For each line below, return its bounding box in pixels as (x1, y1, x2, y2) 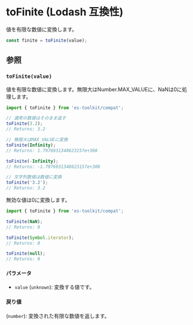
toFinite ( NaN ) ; (6, 218, 43, 224)
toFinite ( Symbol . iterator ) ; (6, 235, 75, 241)
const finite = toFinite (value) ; (6, 37, 87, 43)
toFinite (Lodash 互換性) (6, 5, 124, 19)
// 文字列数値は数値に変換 (6, 174, 62, 180)
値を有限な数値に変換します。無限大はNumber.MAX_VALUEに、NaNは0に (6, 85, 183, 93)
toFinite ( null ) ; (6, 251, 45, 256)
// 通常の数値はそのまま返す (6, 115, 66, 121)
